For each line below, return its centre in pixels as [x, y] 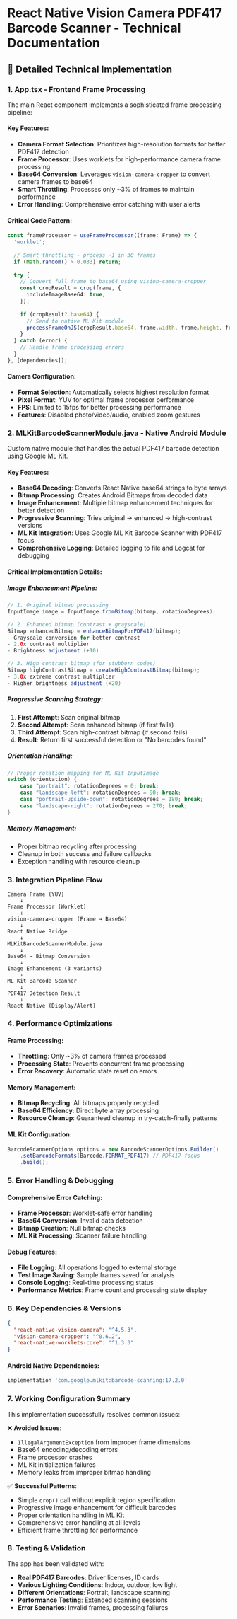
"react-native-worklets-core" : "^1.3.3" [74, 1343]
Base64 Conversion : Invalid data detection [80, 1221]
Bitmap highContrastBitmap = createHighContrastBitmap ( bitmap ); [104, 670]
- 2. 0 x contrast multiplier [49, 644]
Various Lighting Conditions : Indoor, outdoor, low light [97, 1585]
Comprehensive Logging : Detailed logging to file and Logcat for [111, 548]
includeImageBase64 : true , [66, 295]
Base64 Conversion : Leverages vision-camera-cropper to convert [114, 174]
